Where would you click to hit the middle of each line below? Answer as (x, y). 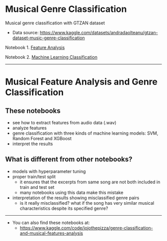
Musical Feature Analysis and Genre (81, 82)
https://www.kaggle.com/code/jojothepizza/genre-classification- (86, 228)
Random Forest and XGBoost (42, 138)
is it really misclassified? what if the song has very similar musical (87, 203)
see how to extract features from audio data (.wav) (64, 122)
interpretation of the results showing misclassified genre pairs (76, 198)
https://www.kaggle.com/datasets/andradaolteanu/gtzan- (99, 32)
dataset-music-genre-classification (49, 38)
